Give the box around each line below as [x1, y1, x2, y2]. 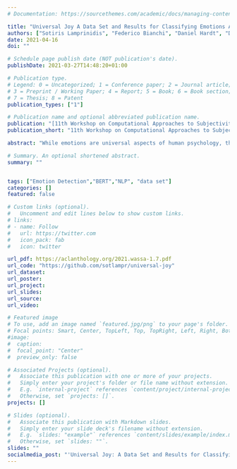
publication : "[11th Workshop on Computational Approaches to [7, 121, 194, 128]
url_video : [7, 301, 39, 309]
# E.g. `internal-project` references [7, 386, 128, 394]
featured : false [7, 191, 55, 198]
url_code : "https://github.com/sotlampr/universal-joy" [7, 262, 175, 269]
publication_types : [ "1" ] [7, 101, 83, 108]
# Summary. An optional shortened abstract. [7, 152, 140, 159]
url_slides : [7, 288, 42, 296]
